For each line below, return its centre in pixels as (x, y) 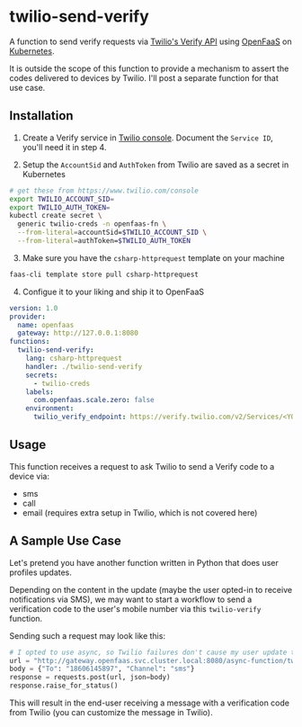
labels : (40, 392)
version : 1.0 (34, 308)
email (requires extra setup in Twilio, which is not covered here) (140, 512)
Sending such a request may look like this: (88, 635)
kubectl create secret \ (56, 216)
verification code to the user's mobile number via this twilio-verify (135, 608)
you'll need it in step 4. (64, 147)
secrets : (42, 375)
